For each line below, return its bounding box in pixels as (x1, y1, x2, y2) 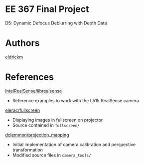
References (5, 71, 54, 83)
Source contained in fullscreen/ (12, 122, 80, 128)
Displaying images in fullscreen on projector (12, 117, 103, 123)
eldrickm (5, 54, 23, 60)
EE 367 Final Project (5, 3, 89, 15)
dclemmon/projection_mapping (5, 132, 69, 138)
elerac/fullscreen (5, 107, 40, 113)
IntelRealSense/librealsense (5, 88, 62, 94)
